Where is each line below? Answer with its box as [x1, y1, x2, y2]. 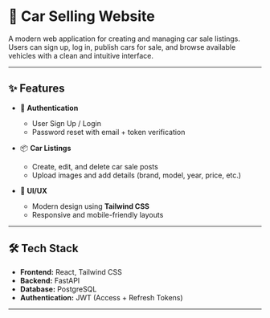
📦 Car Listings [19, 143, 72, 153]
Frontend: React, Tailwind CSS [19, 267, 122, 276]
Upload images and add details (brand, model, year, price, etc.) [31, 170, 242, 180]
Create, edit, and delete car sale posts [31, 161, 158, 171]
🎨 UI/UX [19, 185, 48, 195]
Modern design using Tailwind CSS [31, 201, 150, 211]
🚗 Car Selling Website [8, 7, 155, 26]
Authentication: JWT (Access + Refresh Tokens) [19, 292, 183, 302]
